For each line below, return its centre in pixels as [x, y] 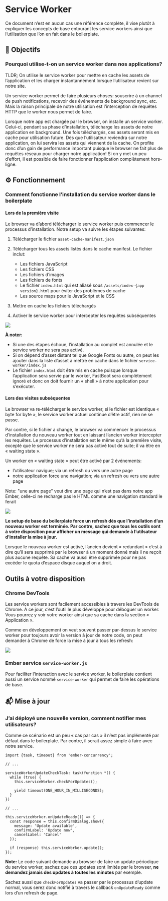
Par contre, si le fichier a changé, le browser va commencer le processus [81, 430]
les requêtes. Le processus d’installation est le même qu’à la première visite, [84, 440]
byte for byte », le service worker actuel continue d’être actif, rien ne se [79, 415]
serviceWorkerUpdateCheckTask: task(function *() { [60, 773]
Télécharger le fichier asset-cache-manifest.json [63, 239]
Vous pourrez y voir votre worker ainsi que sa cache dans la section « [77, 615]
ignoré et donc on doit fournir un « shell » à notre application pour [80, 381]
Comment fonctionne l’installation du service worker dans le [80, 194]
